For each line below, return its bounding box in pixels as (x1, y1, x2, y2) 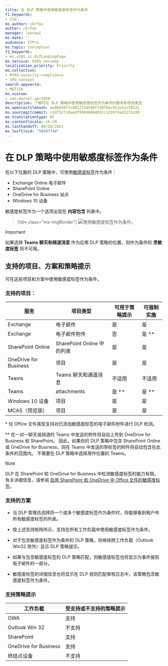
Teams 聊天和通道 (55, 372, 98, 379)
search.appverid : (5, 82, 41, 87)
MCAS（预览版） (7, 407, 48, 414)
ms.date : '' (5, 36, 30, 41)
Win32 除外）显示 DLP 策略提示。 (12, 543, 82, 549)
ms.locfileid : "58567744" (5, 128, 59, 133)
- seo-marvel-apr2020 (5, 96, 50, 101)
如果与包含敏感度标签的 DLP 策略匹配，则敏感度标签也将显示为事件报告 (12, 554, 159, 560)
